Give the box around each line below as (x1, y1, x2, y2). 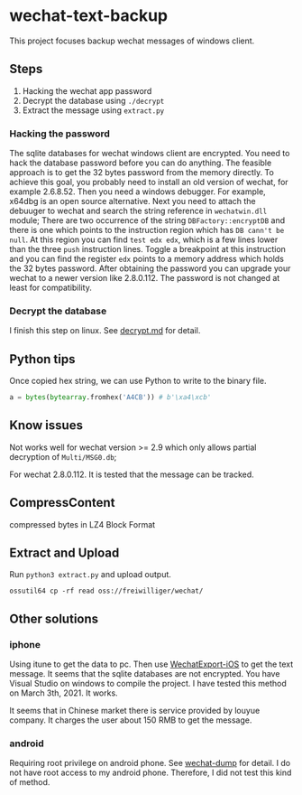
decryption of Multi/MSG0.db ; (9, 451, 117, 462)
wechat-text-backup (9, 5, 169, 26)
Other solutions (9, 611, 99, 626)
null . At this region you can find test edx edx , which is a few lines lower (9, 234, 279, 245)
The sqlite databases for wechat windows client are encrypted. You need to (9, 148, 290, 159)
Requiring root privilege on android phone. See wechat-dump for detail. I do (9, 758, 291, 769)
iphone (9, 638, 41, 650)
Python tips (9, 351, 76, 367)
